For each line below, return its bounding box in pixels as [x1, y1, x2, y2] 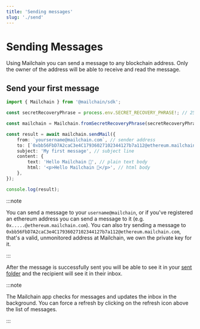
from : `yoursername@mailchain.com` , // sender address [17, 136, 156, 143]
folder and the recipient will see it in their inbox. [6, 269, 123, 277]
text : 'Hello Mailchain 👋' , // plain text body [27, 159, 148, 165]
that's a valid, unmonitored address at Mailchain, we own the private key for [6, 234, 192, 241]
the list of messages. [6, 305, 58, 313]
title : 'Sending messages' [6, 8, 73, 15]
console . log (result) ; [6, 186, 60, 193]
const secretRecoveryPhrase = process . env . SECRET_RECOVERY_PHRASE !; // [6, 110, 187, 116]
